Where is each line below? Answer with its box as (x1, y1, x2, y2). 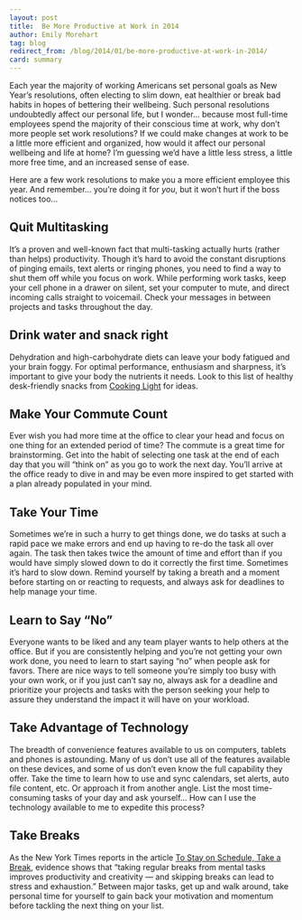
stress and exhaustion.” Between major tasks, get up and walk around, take (9, 880, 289, 891)
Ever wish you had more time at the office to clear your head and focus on (9, 430, 285, 441)
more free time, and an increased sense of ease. (9, 157, 189, 167)
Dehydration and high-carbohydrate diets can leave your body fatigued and (9, 352, 290, 362)
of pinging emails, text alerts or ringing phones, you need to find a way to (9, 263, 281, 274)
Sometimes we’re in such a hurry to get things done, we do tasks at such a (9, 529, 287, 540)
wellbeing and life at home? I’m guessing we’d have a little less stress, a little (9, 147, 293, 158)
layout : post (9, 13, 59, 23)
